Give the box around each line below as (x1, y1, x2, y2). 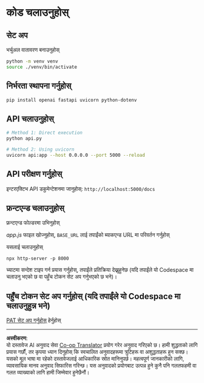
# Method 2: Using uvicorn (6, 147, 75, 153)
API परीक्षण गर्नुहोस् (6, 169, 63, 179)
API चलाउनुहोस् (6, 114, 54, 124)
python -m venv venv (6, 58, 59, 64)
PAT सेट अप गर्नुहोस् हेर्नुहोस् (6, 317, 61, 324)
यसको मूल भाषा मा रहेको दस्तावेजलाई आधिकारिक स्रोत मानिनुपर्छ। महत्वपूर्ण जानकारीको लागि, (6, 355, 185, 362)
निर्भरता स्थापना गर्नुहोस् (6, 81, 72, 91)
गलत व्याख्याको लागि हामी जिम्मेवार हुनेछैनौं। (6, 369, 90, 376)
